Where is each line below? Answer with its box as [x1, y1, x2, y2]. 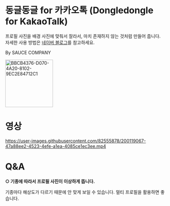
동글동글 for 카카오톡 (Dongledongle [5, 5, 154, 16]
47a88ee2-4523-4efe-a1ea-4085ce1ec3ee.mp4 [5, 143, 107, 149]
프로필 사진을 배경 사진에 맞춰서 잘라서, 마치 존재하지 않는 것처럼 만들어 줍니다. [5, 33, 161, 39]
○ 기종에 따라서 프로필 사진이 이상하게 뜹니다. [5, 178, 95, 184]
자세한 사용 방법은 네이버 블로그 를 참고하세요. [5, 39, 95, 46]
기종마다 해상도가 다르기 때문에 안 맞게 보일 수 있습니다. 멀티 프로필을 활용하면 [5, 189, 160, 195]
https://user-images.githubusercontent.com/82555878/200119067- [5, 138, 146, 144]
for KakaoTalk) [5, 16, 68, 27]
